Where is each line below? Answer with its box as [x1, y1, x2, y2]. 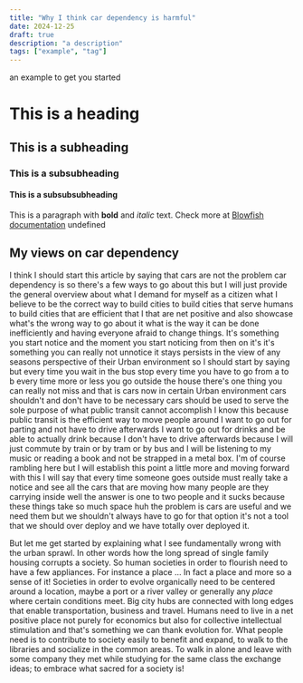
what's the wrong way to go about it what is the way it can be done [9, 317, 260, 328]
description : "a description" [9, 38, 124, 48]
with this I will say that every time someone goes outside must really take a [9, 472, 289, 483]
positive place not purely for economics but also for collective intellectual [9, 614, 282, 626]
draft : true [9, 30, 54, 39]
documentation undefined [9, 219, 106, 229]
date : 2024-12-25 [9, 22, 75, 31]
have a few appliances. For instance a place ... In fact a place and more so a [9, 566, 292, 577]
